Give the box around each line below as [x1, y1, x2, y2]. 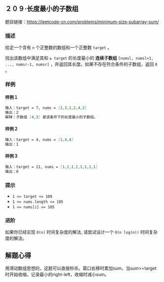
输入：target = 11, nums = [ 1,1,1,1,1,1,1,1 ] [5, 165, 98, 170]
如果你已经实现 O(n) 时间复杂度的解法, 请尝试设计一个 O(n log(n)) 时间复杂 [5, 229, 158, 235]
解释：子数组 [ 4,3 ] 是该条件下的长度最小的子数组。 [5, 114, 98, 120]
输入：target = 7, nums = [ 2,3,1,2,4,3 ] [5, 105, 87, 110]
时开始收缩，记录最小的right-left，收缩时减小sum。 [5, 272, 109, 278]
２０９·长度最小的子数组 [5, 4, 79, 13]
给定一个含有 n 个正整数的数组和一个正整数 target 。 [5, 45, 112, 50]
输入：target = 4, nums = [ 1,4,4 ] [5, 138, 74, 142]
